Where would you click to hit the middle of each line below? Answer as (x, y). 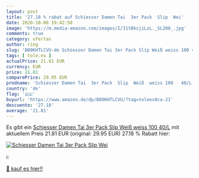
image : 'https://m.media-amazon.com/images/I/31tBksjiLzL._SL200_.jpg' (96, 28)
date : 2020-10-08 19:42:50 (39, 22)
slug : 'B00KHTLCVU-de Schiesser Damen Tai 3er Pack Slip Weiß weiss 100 (98, 50)
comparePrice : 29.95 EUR (37, 77)
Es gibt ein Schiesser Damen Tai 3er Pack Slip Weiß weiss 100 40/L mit (93, 127)
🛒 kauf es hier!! (25, 169)
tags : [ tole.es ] (29, 56)
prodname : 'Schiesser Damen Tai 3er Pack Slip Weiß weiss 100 (90, 83)
